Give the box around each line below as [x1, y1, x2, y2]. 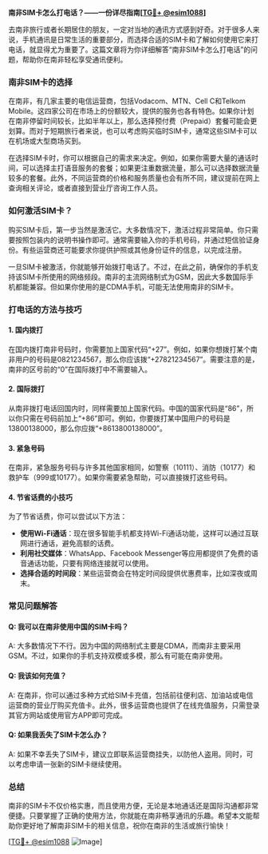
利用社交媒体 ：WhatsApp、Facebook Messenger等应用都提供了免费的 [19, 549, 252, 558]
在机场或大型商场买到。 [8, 136, 85, 146]
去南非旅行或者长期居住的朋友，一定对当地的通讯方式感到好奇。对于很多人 [8, 25, 253, 34]
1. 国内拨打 [8, 325, 44, 335]
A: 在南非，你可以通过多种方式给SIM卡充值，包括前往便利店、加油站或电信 [8, 690, 254, 700]
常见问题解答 [8, 601, 58, 612]
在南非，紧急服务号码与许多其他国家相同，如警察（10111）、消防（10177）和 [8, 463, 255, 473]
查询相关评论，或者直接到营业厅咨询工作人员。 [8, 183, 162, 193]
